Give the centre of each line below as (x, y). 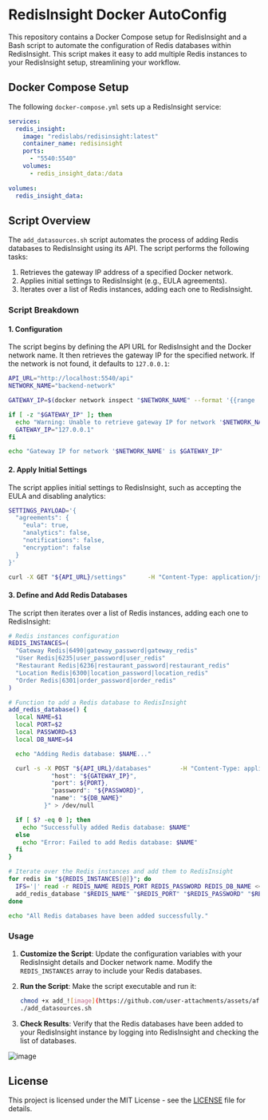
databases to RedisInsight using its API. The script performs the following (129, 249)
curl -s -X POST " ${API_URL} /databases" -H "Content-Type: (128, 768)
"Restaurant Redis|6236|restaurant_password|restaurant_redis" (122, 666)
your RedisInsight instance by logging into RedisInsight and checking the (139, 1032)
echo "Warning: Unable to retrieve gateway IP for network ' (119, 422)
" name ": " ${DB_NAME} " (87, 798)
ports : (33, 151)
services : (25, 122)
